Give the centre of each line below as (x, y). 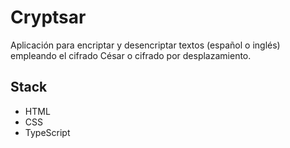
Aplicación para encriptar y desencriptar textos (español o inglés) (145, 45)
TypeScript (47, 132)
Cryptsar (48, 17)
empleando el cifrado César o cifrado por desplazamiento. (131, 55)
